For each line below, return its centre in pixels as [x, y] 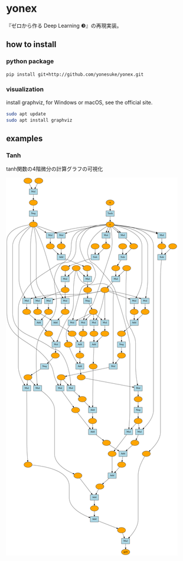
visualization [25, 89]
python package [30, 61]
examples [24, 138]
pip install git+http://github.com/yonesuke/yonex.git [75, 74]
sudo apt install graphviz [39, 120]
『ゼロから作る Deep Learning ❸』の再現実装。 [64, 25]
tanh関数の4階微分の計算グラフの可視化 [55, 169]
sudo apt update [26, 114]
